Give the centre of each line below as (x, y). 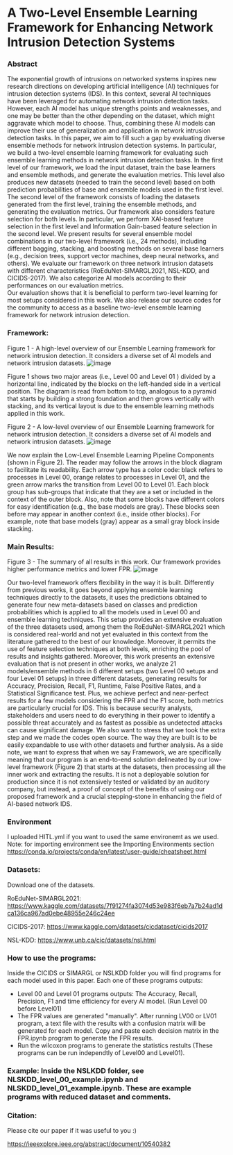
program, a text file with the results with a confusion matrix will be (111, 1023)
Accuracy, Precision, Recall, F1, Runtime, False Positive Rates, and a (104, 686)
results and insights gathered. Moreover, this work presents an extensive (111, 657)
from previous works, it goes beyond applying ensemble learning (100, 590)
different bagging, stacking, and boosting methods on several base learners (115, 248)
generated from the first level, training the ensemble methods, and (102, 204)
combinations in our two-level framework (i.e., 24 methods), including (107, 242)
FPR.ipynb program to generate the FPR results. (85, 1038)
